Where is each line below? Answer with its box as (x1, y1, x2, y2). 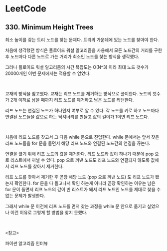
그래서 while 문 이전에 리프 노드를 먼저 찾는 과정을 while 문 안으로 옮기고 (5, 203, 146, 209)
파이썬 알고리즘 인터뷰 (5, 241, 48, 246)
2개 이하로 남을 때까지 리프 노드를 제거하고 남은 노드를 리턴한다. (10, 97, 134, 103)
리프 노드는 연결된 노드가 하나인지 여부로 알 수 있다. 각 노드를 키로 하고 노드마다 (5, 108, 160, 113)
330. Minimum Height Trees (5, 23, 94, 31)
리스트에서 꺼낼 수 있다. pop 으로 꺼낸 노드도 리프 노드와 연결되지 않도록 (10, 157, 150, 163)
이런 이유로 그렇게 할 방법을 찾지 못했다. (10, 210, 88, 215)
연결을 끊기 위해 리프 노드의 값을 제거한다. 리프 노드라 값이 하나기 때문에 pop (5, 151, 154, 157)
